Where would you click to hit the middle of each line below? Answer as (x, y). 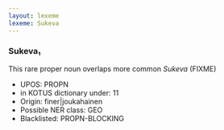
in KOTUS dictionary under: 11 (69, 92)
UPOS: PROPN (44, 84)
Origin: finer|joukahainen (61, 101)
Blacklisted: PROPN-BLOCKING (72, 118)
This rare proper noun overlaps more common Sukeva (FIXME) (112, 68)
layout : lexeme (34, 16)
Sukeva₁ (25, 51)
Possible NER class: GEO (61, 110)
